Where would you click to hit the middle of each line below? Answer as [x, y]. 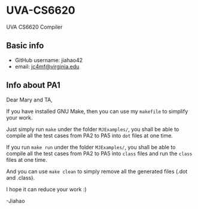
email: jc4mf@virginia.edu [47, 66]
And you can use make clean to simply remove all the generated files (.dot [97, 171]
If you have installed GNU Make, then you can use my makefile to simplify [97, 111]
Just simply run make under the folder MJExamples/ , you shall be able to [93, 129]
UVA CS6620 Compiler [34, 27]
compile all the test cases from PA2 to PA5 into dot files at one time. [90, 136]
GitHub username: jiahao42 [49, 60]
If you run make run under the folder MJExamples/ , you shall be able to [91, 147]
